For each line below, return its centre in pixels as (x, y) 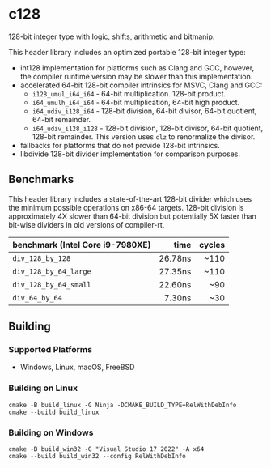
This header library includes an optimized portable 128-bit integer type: (127, 52)
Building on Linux (43, 388)
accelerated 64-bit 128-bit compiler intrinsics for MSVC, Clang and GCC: (141, 85)
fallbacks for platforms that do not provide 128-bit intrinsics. (120, 145)
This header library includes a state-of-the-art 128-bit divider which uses (130, 198)
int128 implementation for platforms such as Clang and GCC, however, (137, 68)
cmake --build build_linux (54, 412)
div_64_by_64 (38, 298)
